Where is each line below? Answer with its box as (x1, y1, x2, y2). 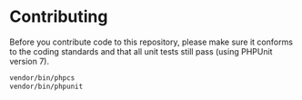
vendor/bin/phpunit (9, 82, 84, 91)
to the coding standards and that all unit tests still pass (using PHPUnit (9, 45, 273, 56)
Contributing (9, 6, 108, 27)
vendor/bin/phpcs (9, 73, 75, 83)
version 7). (9, 55, 50, 66)
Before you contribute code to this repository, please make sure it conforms (9, 36, 294, 47)
